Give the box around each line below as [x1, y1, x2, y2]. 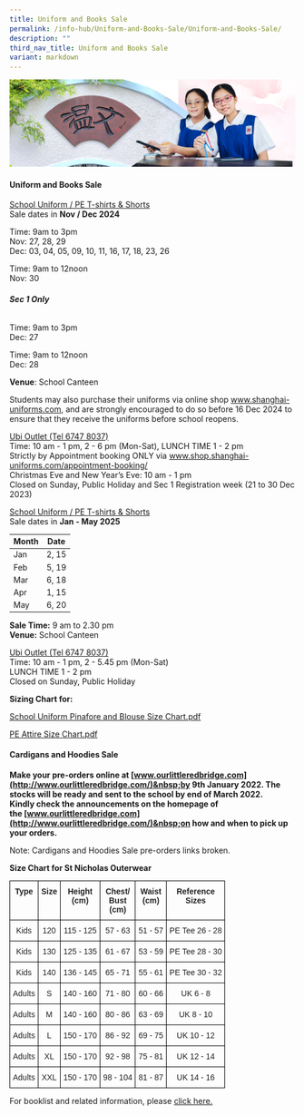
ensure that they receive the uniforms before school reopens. [9, 413, 239, 424]
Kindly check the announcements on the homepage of [9, 798, 220, 809]
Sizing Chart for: [9, 693, 74, 704]
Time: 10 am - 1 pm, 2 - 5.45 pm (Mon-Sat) [9, 656, 170, 667]
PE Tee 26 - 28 [169, 925, 222, 936]
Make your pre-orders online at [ [9, 769, 134, 780]
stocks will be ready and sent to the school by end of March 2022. [9, 789, 263, 800]
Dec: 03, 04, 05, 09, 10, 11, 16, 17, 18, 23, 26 [9, 246, 170, 257]
